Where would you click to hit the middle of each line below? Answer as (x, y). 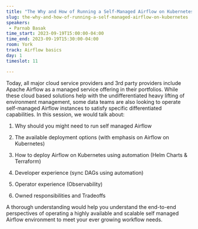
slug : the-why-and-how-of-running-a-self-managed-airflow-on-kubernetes (97, 17)
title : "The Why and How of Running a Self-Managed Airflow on (85, 12)
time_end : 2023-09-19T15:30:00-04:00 (52, 39)
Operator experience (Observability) (59, 184)
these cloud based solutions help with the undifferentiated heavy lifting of (95, 96)
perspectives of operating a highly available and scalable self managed (93, 213)
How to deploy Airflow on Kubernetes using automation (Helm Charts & (101, 155)
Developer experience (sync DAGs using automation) (79, 172)
